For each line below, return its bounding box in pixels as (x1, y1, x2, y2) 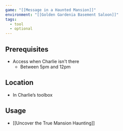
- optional (10, 26, 33, 31)
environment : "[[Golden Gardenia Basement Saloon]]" (5, 12, 119, 17)
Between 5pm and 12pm (20, 64, 71, 70)
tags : (5, 17, 17, 22)
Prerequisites (5, 45, 49, 54)
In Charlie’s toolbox (12, 92, 53, 98)
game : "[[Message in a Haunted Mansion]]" (5, 7, 96, 13)
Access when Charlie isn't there (12, 58, 79, 64)
